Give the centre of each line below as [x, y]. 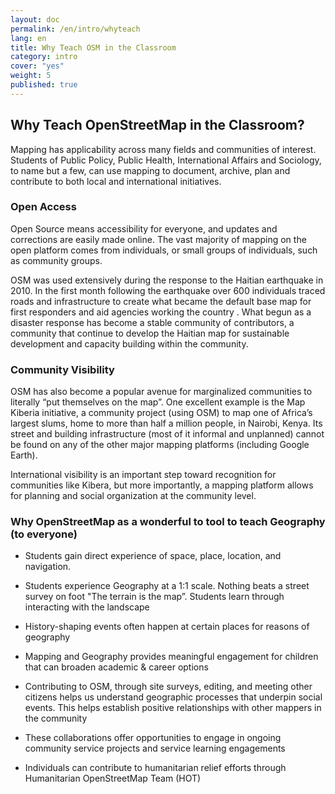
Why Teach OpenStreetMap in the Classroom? [157, 125]
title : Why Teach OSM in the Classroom [93, 47]
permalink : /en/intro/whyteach [75, 29]
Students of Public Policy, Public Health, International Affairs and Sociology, [166, 160]
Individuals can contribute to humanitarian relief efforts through [155, 768]
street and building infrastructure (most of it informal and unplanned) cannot [167, 434]
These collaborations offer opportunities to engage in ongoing [153, 738]
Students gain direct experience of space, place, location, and [153, 556]
